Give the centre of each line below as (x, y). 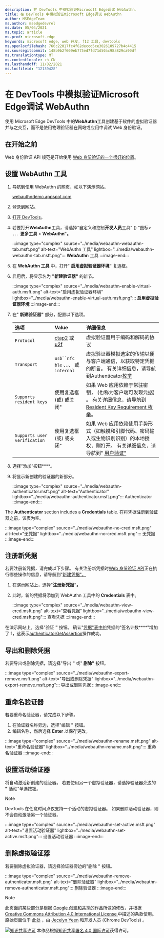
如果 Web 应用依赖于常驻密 (117, 385)
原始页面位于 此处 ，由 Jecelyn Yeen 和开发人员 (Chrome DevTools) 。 (76, 920)
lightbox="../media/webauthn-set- (92, 830)
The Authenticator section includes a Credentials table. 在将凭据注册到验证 (82, 512)
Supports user (31, 435)
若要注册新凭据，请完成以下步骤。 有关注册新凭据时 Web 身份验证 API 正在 (79, 568)
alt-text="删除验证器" (75, 882)
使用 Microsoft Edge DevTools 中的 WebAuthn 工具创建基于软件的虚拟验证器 (81, 121)
